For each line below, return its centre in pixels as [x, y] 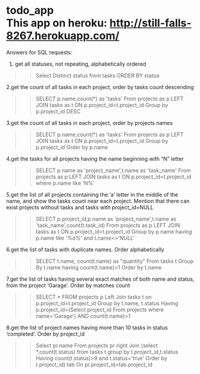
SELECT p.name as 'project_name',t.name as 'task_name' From [113, 170]
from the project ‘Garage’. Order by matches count [68, 285]
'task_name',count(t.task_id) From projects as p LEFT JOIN [108, 225]
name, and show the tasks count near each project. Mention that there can [98, 201]
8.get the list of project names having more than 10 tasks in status [87, 327]
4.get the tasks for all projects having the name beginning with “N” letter [95, 158]
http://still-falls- [151, 23]
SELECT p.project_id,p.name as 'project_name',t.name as [106, 219]
